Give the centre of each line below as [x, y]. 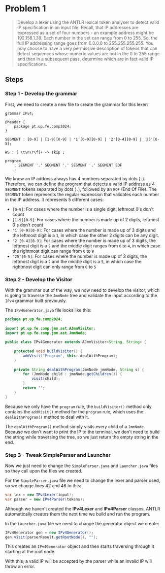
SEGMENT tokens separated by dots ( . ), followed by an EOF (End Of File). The [81, 189]
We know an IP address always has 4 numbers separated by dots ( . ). [75, 178]
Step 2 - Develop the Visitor [39, 279]
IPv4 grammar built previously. [36, 301]
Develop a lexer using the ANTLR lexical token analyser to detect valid [88, 22]
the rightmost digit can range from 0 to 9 [53, 251]
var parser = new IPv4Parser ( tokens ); [45, 499]
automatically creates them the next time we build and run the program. [78, 514]
